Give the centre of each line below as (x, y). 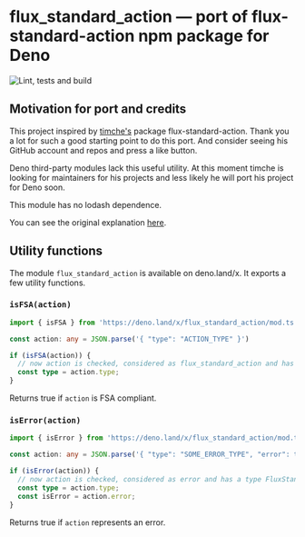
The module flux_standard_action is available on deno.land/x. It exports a (148, 273)
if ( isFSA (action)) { (50, 355)
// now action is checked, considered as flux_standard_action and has (156, 364)
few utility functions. (48, 283)
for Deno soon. (37, 187)
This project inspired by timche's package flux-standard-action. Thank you (149, 131)
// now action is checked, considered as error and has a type (139, 480)
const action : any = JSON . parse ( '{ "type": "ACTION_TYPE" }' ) (129, 339)
